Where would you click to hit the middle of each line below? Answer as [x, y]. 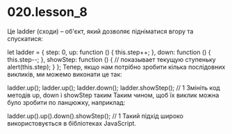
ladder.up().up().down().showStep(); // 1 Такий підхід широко [96, 116]
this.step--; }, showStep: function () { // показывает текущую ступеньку [112, 59]
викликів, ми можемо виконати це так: [65, 74]
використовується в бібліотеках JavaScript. [72, 123]
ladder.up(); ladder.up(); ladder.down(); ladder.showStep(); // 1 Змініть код [114, 87]
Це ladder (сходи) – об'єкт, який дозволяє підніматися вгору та [100, 31]
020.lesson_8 [48, 12]
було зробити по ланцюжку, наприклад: [66, 102]
